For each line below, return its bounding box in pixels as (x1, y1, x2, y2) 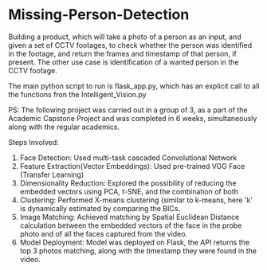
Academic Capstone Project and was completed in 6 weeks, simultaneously (8, 113, 257, 123)
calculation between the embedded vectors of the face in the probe (19, 221, 242, 230)
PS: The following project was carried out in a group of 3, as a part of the (8, 105, 249, 115)
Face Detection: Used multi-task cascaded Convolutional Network (19, 153, 238, 162)
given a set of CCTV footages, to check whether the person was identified (8, 40, 253, 49)
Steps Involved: (8, 137, 60, 147)
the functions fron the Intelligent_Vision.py (8, 89, 147, 99)
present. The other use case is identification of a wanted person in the (8, 57, 239, 67)
